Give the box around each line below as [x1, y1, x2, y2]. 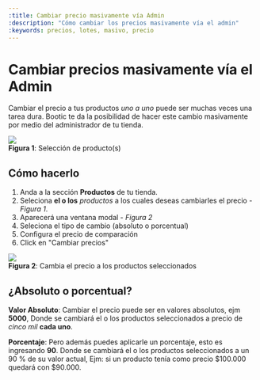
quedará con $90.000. [8, 362, 82, 372]
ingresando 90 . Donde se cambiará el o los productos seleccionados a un [8, 345, 250, 355]
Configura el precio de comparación [19, 230, 139, 239]
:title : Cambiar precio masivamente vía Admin [8, 11, 165, 20]
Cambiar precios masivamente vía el [8, 60, 253, 78]
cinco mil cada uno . [8, 321, 73, 331]
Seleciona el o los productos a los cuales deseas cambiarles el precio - [19, 196, 253, 206]
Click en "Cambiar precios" [19, 238, 109, 248]
